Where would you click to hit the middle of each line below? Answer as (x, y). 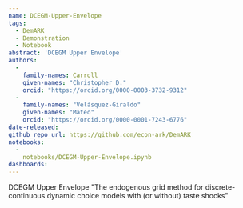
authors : (23, 61)
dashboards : (28, 165)
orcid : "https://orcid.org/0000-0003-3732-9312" (105, 90)
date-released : (34, 127)
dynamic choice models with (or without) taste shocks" (137, 196)
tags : (17, 23)
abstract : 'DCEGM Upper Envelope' (66, 53)
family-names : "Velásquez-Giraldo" (82, 105)
